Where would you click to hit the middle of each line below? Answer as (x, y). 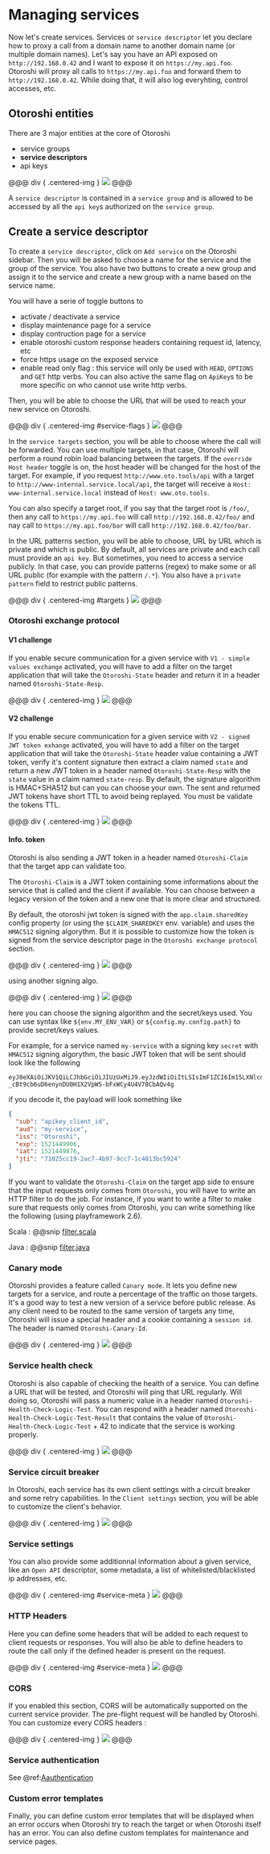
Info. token (27, 840)
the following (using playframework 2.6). (76, 1216)
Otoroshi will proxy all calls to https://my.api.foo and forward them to (125, 71)
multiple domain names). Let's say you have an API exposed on (113, 54)
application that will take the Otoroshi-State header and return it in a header (134, 675)
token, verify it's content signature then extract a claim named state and (128, 762)
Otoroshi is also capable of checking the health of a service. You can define (134, 1383)
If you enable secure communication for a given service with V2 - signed (129, 736)
